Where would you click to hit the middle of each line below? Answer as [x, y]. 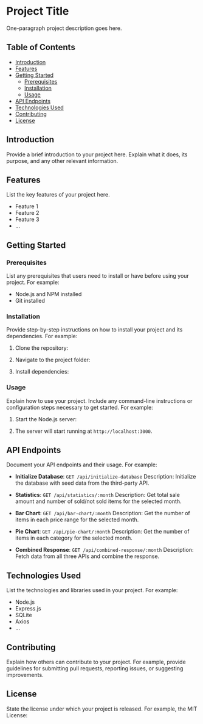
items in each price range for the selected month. [77, 519]
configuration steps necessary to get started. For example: [80, 407]
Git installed [30, 301]
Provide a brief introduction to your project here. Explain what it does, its [97, 154]
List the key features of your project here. [58, 195]
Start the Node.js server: [46, 419]
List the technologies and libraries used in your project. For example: [92, 590]
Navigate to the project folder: [53, 360]
